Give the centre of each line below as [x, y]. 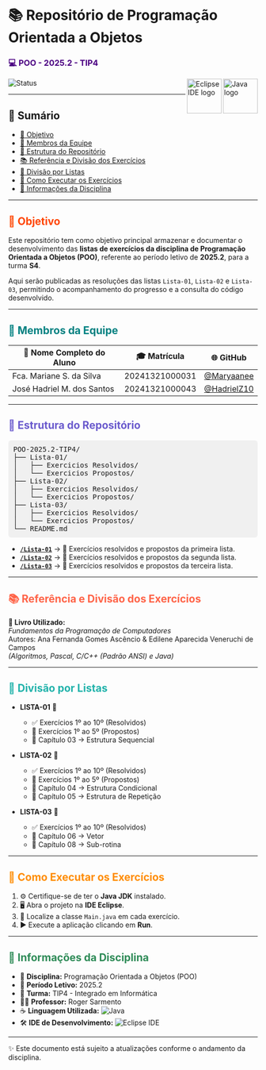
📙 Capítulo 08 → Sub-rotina [76, 845]
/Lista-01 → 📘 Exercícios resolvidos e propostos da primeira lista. [127, 548]
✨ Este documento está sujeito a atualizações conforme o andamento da [127, 1048]
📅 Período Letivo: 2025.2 [61, 984]
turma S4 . [25, 266]
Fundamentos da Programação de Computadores [90, 630]
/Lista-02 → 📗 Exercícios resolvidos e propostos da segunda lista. [128, 557]
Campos [22, 647]
